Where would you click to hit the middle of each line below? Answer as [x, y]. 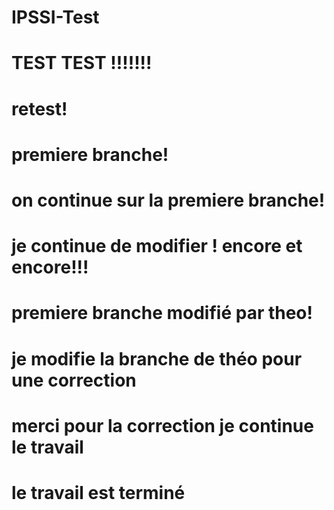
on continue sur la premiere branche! [168, 200]
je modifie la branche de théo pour [157, 358]
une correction [74, 380]
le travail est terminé [98, 492]
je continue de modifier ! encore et [157, 246]
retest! [39, 108]
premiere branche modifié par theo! [162, 313]
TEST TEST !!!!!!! [82, 63]
